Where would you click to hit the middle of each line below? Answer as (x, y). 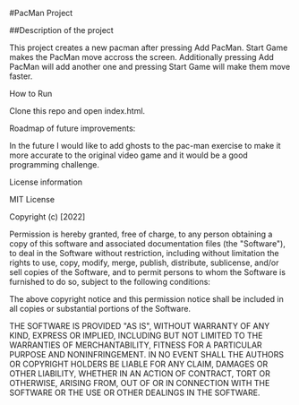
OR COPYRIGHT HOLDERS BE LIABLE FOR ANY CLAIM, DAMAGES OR (139, 364)
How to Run (31, 94)
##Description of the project (61, 30)
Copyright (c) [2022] (47, 217)
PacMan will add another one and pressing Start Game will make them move (150, 67)
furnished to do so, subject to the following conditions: (110, 282)
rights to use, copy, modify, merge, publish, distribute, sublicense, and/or (144, 263)
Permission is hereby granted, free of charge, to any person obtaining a (141, 234)
